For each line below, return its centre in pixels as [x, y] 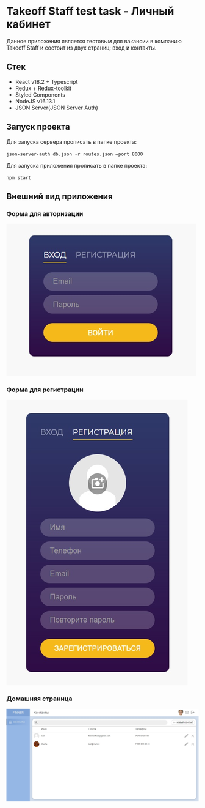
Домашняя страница [39, 699]
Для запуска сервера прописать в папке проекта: [72, 141]
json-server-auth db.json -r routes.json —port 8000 [75, 154]
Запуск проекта [38, 127]
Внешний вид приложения [59, 196]
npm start [19, 178]
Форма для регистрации [45, 390]
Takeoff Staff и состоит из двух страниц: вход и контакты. [81, 48]
